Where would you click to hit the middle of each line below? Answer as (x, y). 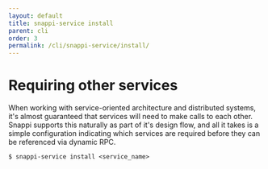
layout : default (36, 16)
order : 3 (23, 38)
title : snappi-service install (61, 23)
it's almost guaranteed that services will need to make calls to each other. (130, 117)
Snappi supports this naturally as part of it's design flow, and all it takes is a (134, 125)
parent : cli (28, 31)
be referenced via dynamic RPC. (62, 142)
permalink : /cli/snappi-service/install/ (79, 46)
